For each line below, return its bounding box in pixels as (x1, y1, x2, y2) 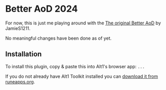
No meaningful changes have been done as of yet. (5, 35, 112, 41)
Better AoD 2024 (5, 3, 78, 15)
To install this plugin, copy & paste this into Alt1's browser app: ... (5, 63, 145, 69)
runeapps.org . (5, 78, 35, 84)
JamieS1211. (5, 25, 31, 31)
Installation (5, 50, 42, 58)
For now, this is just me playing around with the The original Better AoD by (5, 20, 161, 26)
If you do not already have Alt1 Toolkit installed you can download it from (5, 73, 158, 79)
